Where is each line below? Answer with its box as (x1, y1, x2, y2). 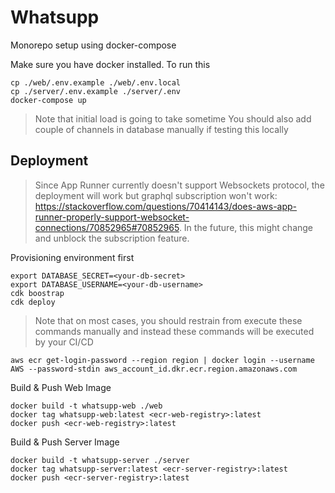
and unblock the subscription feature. (34, 232, 190, 244)
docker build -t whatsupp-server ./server (10, 455, 190, 465)
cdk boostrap (10, 288, 65, 298)
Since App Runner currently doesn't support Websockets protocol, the (34, 179, 325, 191)
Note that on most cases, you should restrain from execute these (34, 314, 303, 326)
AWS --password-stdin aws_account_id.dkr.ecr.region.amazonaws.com (10, 364, 298, 374)
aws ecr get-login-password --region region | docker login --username (10, 355, 315, 365)
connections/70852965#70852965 (34, 221, 180, 233)
